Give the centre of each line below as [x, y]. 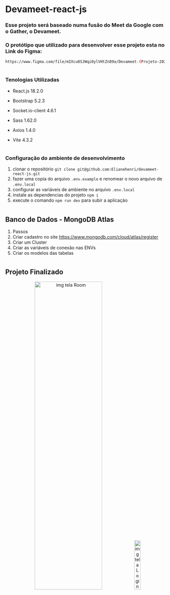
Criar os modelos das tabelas [43, 253]
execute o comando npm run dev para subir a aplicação [70, 200]
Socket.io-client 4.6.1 [34, 110]
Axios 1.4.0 [24, 130]
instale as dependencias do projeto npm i [55, 195]
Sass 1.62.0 [25, 120]
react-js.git [26, 174]
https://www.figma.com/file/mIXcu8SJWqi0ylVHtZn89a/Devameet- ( [73, 62]
